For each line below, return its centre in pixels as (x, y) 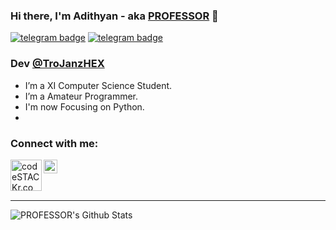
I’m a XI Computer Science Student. (98, 85)
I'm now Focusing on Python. (84, 106)
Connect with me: (54, 143)
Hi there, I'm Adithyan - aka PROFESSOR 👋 (114, 16)
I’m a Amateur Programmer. (81, 96)
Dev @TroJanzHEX (57, 64)
